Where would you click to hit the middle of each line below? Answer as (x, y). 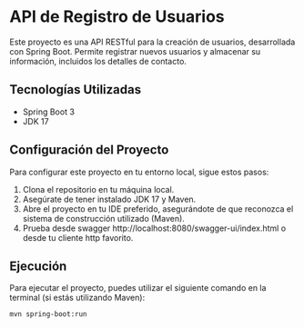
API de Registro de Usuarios (117, 17)
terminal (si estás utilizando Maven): (77, 298)
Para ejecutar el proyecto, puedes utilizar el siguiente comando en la (138, 288)
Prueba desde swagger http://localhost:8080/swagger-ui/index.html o (154, 228)
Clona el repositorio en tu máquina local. (98, 189)
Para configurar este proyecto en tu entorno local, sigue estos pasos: (139, 172)
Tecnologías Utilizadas (76, 89)
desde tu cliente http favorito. (78, 237)
